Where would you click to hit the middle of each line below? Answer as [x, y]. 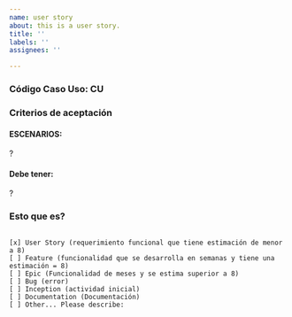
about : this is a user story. [65, 26]
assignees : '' [35, 50]
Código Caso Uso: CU [57, 89]
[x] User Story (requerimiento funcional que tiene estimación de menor [146, 243]
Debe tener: [31, 174]
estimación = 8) [39, 266]
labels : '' [29, 42]
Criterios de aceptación [61, 112]
